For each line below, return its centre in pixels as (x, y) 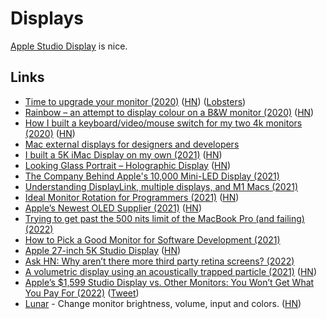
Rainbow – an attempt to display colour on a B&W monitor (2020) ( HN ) (169, 112)
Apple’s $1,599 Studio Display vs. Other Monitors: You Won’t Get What (169, 282)
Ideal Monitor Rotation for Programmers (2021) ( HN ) (132, 197)
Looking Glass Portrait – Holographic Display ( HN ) (128, 165)
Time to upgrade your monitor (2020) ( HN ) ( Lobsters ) (135, 101)
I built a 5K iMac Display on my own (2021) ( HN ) (123, 154)
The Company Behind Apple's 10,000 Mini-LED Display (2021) (152, 176)
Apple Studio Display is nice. (69, 46)
